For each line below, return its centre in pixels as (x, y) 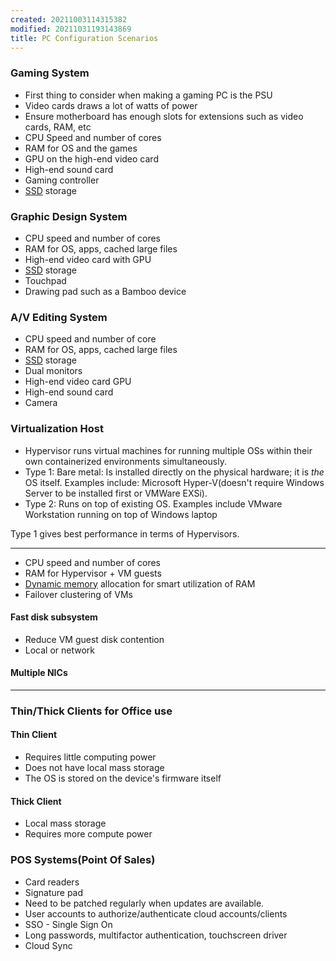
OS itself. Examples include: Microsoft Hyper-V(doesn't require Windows (174, 482)
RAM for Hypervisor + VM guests (93, 573)
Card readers (52, 882)
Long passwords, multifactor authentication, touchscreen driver (156, 935)
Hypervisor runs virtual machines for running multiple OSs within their (168, 450)
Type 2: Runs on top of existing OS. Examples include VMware (153, 503)
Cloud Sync (48, 945)
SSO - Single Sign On (68, 924)
